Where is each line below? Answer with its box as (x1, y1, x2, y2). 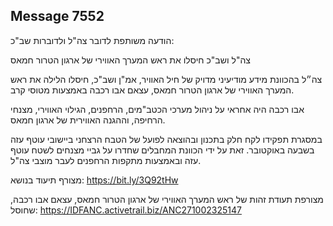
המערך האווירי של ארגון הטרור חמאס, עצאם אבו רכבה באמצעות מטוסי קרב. (10, 84, 295, 96)
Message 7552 (10, 8, 105, 25)
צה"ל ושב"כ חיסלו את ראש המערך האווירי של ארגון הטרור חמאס (10, 54, 251, 66)
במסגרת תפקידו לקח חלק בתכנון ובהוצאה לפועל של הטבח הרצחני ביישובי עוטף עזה (10, 133, 323, 145)
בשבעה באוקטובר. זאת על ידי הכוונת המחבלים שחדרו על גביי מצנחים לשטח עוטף (10, 144, 315, 156)
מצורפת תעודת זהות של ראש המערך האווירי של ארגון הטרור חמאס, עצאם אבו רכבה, (10, 193, 324, 205)
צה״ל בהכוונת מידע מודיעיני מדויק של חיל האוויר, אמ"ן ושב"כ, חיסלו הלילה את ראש (10, 73, 323, 85)
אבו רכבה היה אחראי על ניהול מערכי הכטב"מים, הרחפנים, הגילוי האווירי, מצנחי (10, 103, 305, 115)
